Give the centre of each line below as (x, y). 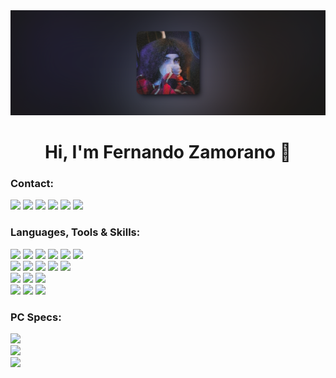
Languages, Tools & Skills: (75, 232)
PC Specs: (36, 317)
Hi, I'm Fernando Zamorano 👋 (168, 152)
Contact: (32, 183)
